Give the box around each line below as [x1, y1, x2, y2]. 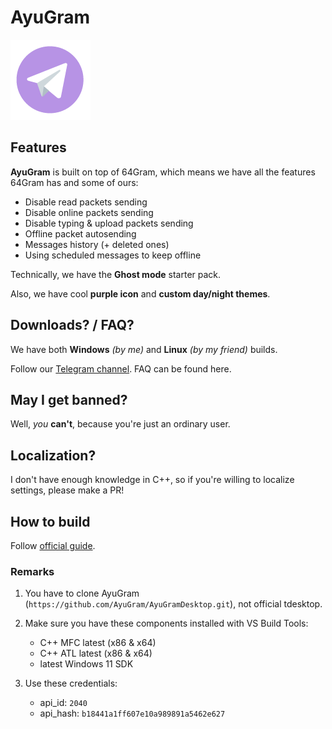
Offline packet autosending [24, 227, 137, 240]
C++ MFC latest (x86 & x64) [39, 637, 157, 649]
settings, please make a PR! [10, 484, 125, 496]
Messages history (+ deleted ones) [24, 238, 170, 250]
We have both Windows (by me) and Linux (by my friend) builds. [10, 343, 278, 355]
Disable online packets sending [24, 206, 154, 218]
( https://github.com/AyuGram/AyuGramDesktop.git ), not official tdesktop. [24, 598, 323, 610]
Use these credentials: [24, 677, 118, 690]
